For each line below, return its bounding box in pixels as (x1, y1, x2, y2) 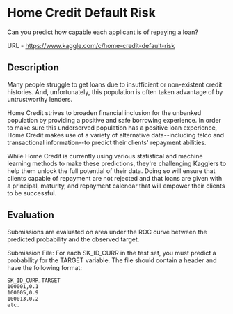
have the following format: (7, 263, 82, 271)
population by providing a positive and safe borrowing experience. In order (7, 116, 221, 124)
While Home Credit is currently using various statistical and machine (7, 151, 203, 160)
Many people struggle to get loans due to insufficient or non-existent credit (7, 80, 223, 89)
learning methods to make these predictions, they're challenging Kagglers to (7, 159, 227, 167)
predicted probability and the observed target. (7, 235, 140, 244)
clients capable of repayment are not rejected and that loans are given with (7, 174, 223, 182)
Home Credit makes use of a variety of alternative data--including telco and (7, 130, 225, 139)
